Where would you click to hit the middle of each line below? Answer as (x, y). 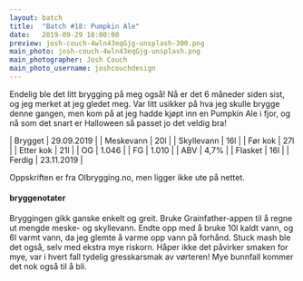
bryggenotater (38, 198)
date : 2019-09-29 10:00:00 (64, 34)
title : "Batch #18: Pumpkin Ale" (75, 26)
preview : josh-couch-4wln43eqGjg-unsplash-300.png (107, 43)
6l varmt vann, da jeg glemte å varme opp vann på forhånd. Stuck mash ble (150, 237)
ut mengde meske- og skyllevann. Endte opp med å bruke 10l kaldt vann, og (151, 228)
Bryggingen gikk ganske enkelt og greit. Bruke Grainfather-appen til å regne (151, 218)
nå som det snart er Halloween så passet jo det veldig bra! (118, 122)
